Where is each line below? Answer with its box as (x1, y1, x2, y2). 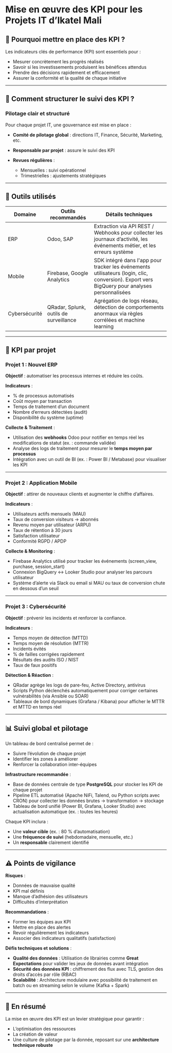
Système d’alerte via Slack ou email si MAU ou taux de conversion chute (12, 580, 165, 586)
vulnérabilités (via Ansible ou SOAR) (12, 693, 89, 699)
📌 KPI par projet (5, 345, 56, 354)
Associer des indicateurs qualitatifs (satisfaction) (12, 935, 116, 941)
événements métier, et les (94, 242, 156, 249)
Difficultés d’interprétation (12, 899, 68, 905)
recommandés (50, 214, 86, 221)
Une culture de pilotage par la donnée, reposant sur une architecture (12, 1037, 159, 1043)
